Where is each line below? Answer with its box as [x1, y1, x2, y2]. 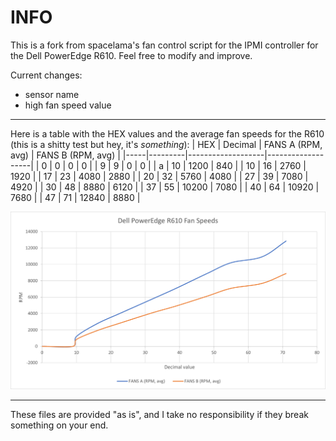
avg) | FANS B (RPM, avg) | [10, 149, 121, 161]
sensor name [24, 88, 80, 100]
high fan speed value [24, 99, 112, 111]
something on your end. [10, 419, 109, 431]
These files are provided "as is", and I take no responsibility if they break [10, 408, 309, 420]
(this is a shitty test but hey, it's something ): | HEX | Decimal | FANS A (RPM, [10, 138, 323, 150]
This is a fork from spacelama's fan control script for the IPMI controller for [10, 39, 319, 51]
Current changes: [10, 69, 83, 81]
